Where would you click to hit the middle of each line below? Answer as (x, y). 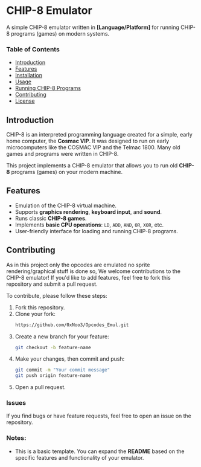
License (25, 101)
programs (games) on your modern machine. (67, 172)
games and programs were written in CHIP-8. (62, 154)
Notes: (16, 438)
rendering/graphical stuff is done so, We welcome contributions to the (94, 271)
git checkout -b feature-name (53, 347)
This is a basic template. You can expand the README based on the (100, 451)
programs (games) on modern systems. (60, 33)
